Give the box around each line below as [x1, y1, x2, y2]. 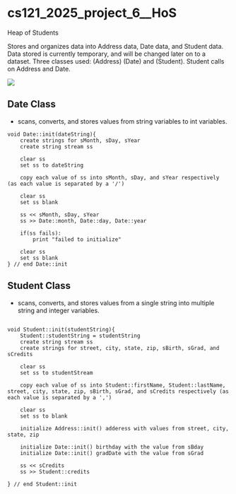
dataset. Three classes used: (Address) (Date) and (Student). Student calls [7, 57, 225, 65]
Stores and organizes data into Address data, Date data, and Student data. [7, 42, 224, 50]
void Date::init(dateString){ [7, 131, 97, 138]
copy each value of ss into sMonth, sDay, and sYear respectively [20, 174, 220, 181]
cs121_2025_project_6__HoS [7, 5, 177, 21]
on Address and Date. [7, 64, 71, 73]
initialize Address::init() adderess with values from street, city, [20, 425, 230, 432]
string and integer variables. [17, 306, 100, 314]
